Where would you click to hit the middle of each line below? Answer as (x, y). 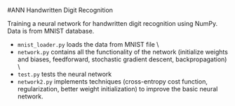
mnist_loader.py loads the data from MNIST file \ (88, 44)
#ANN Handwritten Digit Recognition (60, 10)
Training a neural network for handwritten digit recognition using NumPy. (113, 23)
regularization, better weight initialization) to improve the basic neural (117, 89)
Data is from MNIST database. (51, 31)
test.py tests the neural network (65, 74)
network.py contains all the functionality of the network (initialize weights (122, 52)
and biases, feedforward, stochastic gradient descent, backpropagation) (122, 59)
